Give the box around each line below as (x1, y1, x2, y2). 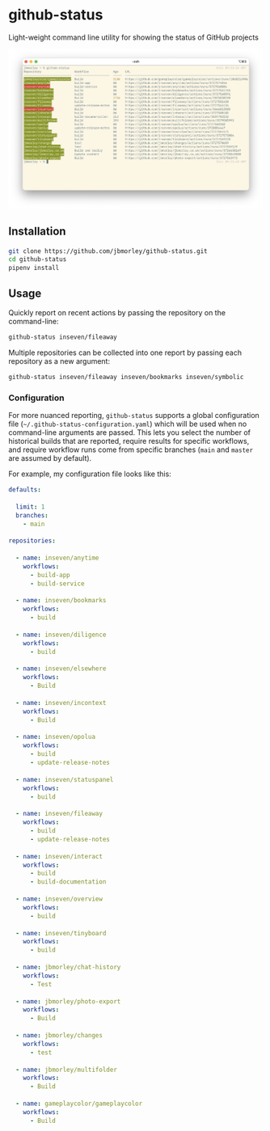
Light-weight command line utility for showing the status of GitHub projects (8, 32, 259, 42)
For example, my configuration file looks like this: (8, 469, 171, 479)
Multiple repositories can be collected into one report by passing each (8, 348, 243, 357)
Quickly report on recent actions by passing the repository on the (8, 307, 226, 317)
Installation (8, 225, 66, 238)
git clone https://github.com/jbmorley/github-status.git (8, 247, 208, 255)
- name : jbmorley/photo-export (15, 997, 121, 1006)
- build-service (29, 580, 85, 588)
